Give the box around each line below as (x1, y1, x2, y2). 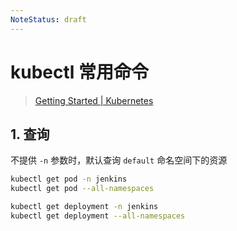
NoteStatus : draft (10, 14, 87, 25)
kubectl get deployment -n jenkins (10, 202, 159, 212)
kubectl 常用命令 (10, 61, 150, 83)
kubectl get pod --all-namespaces (10, 184, 155, 194)
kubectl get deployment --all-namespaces (10, 211, 186, 221)
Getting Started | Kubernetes (34, 94, 154, 106)
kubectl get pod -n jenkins (10, 174, 128, 185)
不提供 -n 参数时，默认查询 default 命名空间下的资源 (10, 154, 228, 166)
